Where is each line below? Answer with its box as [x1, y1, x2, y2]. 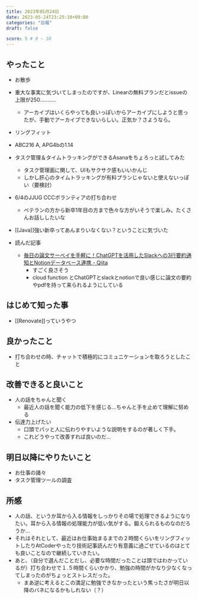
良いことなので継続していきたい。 [20, 549, 103, 556]
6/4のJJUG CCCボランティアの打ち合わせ [14, 194, 117, 201]
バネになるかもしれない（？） [34, 587, 107, 593]
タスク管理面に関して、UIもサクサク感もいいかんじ [23, 166, 148, 174]
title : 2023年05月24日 [6, 8, 60, 15]
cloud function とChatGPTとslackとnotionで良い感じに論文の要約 [32, 274, 192, 281]
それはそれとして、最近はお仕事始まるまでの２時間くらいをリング [14, 534, 176, 542]
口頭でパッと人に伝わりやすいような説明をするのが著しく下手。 [23, 426, 179, 433]
